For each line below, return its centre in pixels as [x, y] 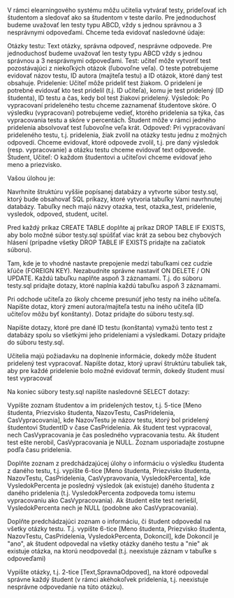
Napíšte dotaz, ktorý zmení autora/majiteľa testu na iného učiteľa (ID [105, 306]
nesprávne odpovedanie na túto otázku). [66, 587]
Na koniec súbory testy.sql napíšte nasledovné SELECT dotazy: [98, 392]
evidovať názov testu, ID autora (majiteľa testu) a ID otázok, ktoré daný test [115, 75]
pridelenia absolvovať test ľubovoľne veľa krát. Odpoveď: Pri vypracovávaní [116, 127]
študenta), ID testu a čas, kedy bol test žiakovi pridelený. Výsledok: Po [108, 98]
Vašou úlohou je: [31, 178]
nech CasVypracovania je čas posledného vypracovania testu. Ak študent [113, 435]
